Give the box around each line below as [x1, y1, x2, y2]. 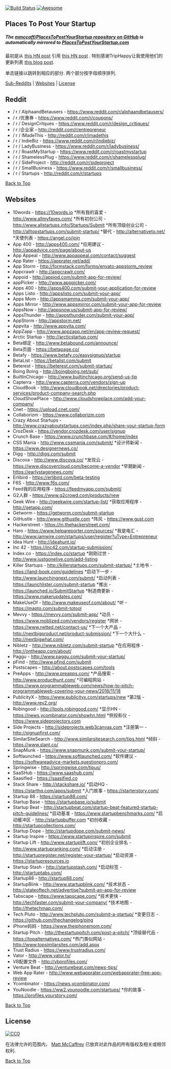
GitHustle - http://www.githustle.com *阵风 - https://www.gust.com [12, 516, 154, 522]
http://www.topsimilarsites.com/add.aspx [12, 941, 100, 947]
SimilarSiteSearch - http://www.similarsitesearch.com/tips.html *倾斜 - [12, 736, 161, 742]
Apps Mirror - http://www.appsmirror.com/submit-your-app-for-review [12, 301, 162, 307]
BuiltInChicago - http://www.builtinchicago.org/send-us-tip [12, 374, 137, 380]
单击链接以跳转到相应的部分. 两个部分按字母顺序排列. [5, 70, 117, 76]
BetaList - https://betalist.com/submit [12, 357, 91, 363]
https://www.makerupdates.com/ [12, 593, 83, 599]
